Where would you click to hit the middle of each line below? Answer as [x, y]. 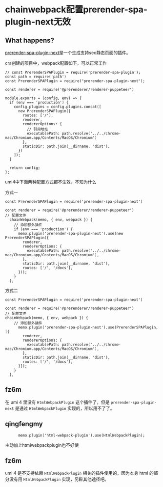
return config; [25, 168]
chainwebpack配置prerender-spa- [76, 10]
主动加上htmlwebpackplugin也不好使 [42, 445]
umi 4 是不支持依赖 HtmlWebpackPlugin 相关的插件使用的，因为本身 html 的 [79, 473]
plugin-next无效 [38, 22]
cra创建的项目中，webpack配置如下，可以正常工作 [56, 63]
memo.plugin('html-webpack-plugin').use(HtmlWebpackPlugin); [81, 435]
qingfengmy [24, 424]
